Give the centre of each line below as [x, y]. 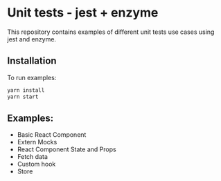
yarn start [23, 97]
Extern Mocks [37, 142]
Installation [32, 61]
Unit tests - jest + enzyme [83, 13]
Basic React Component [52, 135]
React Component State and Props [67, 149]
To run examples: [32, 77]
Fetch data [33, 157]
